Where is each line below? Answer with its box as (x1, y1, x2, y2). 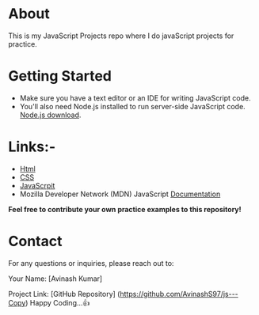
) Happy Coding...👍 (25, 298, 90, 307)
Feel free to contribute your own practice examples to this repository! (8, 204, 242, 214)
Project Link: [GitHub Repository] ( (8, 289, 120, 298)
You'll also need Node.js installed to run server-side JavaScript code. (19, 101, 246, 111)
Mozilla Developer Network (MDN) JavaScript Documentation (19, 189, 221, 199)
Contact (8, 233, 63, 250)
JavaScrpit (19, 180, 55, 190)
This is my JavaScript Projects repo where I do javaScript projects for (8, 31, 234, 40)
